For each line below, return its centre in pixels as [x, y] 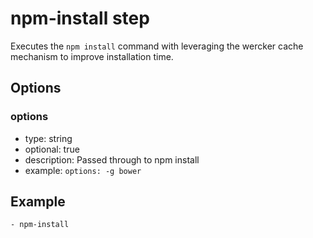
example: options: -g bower [83, 170]
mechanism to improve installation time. [92, 56]
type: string [48, 138]
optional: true [52, 149]
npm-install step [80, 18]
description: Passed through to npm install [112, 159]
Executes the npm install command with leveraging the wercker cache [157, 46]
